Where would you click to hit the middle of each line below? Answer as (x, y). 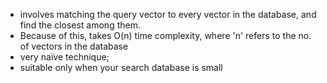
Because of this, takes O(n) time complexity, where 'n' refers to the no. (165, 35)
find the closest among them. (80, 25)
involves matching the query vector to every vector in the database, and (168, 14)
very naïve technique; (64, 57)
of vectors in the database (74, 46)
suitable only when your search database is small (121, 67)
